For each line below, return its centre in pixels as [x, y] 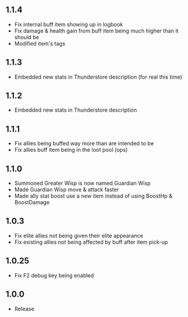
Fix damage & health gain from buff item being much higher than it [96, 31]
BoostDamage [32, 202]
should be [27, 37]
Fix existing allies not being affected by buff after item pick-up [91, 242]
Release [24, 309]
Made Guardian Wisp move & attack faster [67, 190]
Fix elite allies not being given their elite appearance [79, 235]
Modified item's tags [40, 43]
